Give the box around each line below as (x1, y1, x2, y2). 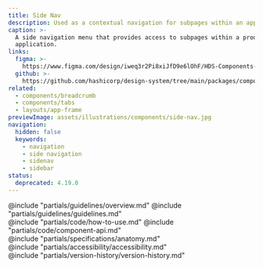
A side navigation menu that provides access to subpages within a (15, 33, 240, 42)
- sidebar (22, 165, 55, 172)
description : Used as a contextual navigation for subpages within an (8, 19, 243, 27)
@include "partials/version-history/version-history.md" (8, 250, 186, 259)
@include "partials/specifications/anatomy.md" (8, 234, 160, 243)
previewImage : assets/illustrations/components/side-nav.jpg (8, 114, 212, 121)
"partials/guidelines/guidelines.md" (8, 208, 122, 218)
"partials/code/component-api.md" (8, 225, 121, 235)
